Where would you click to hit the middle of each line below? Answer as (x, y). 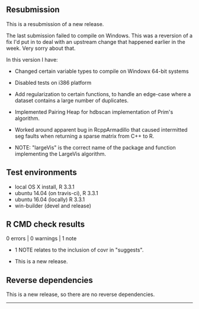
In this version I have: (32, 59)
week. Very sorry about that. (41, 48)
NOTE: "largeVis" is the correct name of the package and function (95, 147)
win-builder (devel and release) (53, 206)
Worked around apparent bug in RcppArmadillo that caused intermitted (101, 129)
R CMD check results (46, 224)
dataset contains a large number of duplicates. (72, 100)
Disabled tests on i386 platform (53, 82)
